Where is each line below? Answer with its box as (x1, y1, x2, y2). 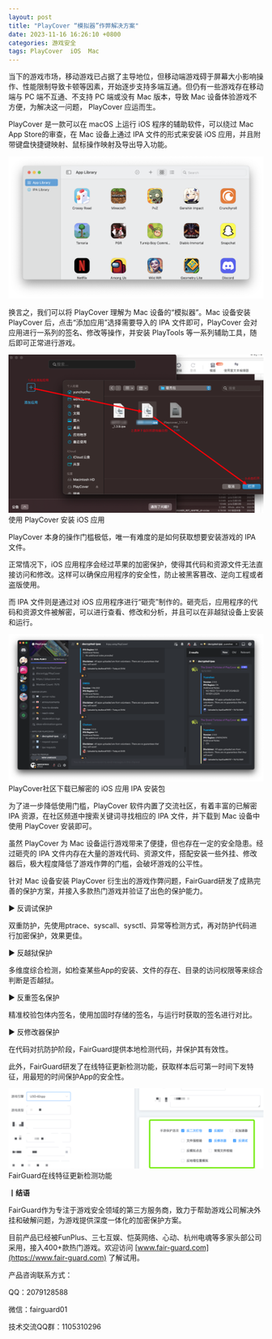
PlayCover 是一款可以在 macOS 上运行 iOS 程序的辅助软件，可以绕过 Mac (8, 119, 254, 129)
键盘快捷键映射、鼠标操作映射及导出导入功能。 (15, 140, 172, 149)
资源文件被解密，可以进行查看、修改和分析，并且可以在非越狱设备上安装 (22, 607, 264, 617)
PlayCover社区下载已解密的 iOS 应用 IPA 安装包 (8, 784, 166, 794)
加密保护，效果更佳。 (15, 931, 87, 941)
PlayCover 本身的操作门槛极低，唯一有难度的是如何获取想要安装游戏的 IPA (8, 532, 257, 541)
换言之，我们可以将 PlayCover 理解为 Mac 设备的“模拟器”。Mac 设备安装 (8, 307, 251, 316)
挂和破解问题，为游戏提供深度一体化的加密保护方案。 (8, 1215, 186, 1225)
